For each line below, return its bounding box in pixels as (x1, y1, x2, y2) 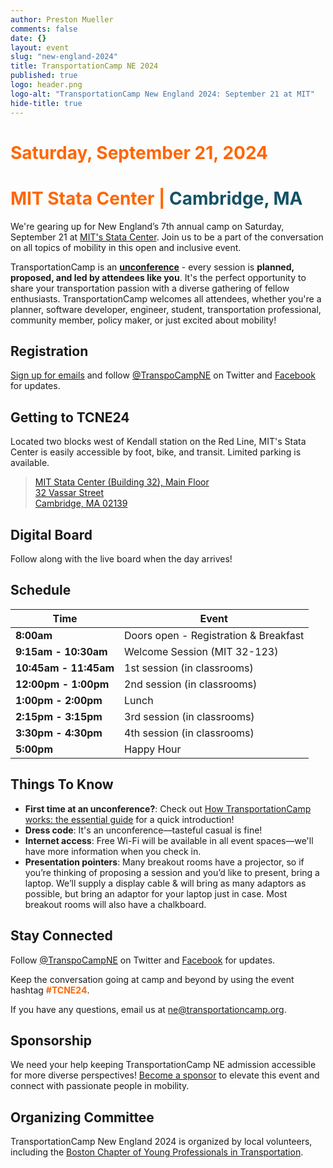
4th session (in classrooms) (124, 726, 255, 740)
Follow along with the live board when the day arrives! (10, 553, 233, 565)
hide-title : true (10, 98, 83, 108)
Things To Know (10, 776, 114, 793)
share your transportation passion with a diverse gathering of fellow (10, 282, 290, 294)
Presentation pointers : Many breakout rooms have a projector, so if (24, 856, 305, 868)
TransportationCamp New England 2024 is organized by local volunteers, (10, 1136, 313, 1148)
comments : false (10, 24, 78, 34)
